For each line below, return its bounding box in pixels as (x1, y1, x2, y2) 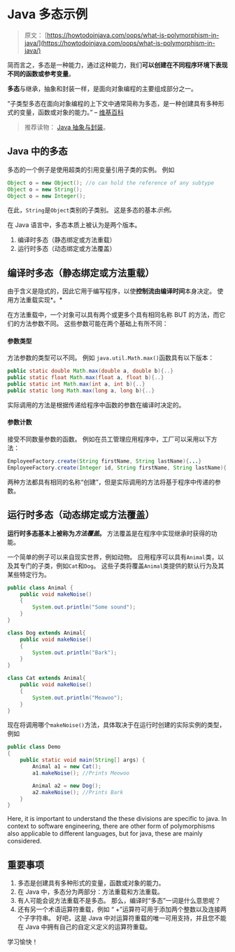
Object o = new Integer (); (7, 192, 86, 200)
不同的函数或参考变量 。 (7, 69, 75, 78)
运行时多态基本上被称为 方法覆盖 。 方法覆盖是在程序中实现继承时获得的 (7, 529, 211, 537)
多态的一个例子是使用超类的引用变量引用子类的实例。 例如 (7, 165, 175, 174)
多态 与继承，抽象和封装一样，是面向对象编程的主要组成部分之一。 (7, 84, 197, 93)
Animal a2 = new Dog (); (32, 782, 101, 789)
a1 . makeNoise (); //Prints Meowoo (32, 769, 130, 777)
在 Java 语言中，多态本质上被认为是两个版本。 (7, 221, 141, 229)
